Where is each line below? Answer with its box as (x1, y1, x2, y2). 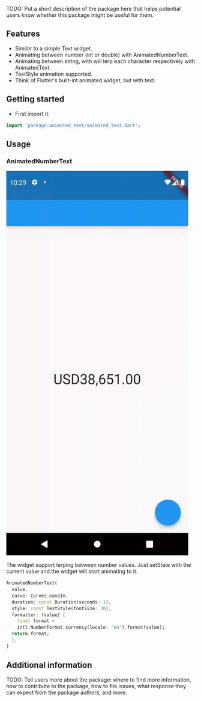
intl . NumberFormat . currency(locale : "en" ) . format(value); (17, 625, 165, 631)
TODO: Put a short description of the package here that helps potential (6, 5, 181, 12)
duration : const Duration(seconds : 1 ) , (11, 599, 112, 605)
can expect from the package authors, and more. (6, 689, 128, 696)
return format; (11, 631, 50, 637)
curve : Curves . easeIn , (11, 593, 68, 599)
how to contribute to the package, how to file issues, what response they (6, 682, 187, 689)
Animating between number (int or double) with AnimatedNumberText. (14, 51, 189, 58)
